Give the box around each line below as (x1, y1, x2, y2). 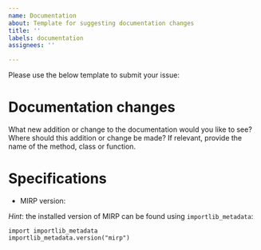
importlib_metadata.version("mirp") (8, 234, 130, 242)
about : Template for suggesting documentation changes (8, 19, 195, 27)
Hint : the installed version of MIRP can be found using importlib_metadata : (8, 212, 254, 220)
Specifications (8, 169, 107, 188)
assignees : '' (8, 42, 56, 50)
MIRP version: (19, 196, 66, 205)
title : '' (8, 26, 42, 34)
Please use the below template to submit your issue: (8, 70, 180, 80)
